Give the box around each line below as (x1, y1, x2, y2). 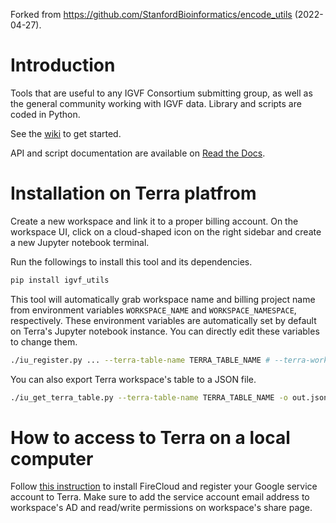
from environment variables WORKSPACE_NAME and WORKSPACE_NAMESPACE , (10, 304, 297, 316)
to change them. (10, 335, 78, 348)
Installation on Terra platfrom (10, 182, 257, 205)
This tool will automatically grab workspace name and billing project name (10, 293, 316, 305)
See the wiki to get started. (10, 127, 122, 139)
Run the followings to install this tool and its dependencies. (10, 255, 253, 268)
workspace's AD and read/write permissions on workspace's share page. (10, 502, 313, 514)
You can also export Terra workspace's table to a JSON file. (10, 373, 257, 385)
